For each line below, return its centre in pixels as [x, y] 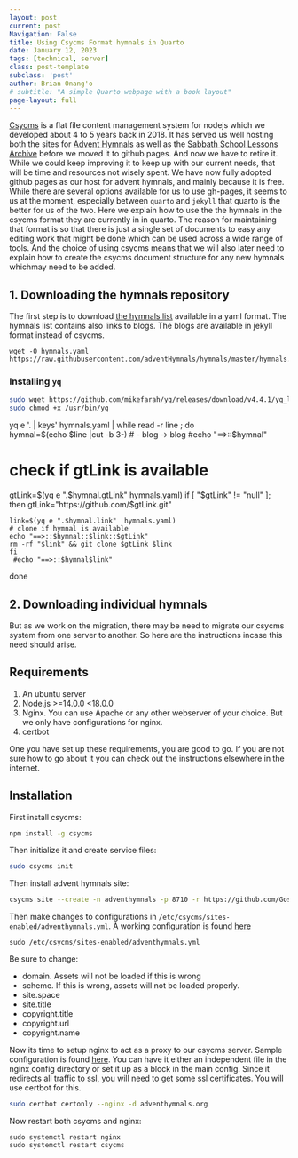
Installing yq [35, 381]
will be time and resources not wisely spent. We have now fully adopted [141, 172]
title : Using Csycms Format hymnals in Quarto [97, 42]
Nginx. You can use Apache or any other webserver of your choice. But [152, 713]
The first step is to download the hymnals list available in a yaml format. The [148, 316]
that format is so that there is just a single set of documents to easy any [140, 229]
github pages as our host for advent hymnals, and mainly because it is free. [147, 182]
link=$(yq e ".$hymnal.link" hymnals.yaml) [93, 521]
